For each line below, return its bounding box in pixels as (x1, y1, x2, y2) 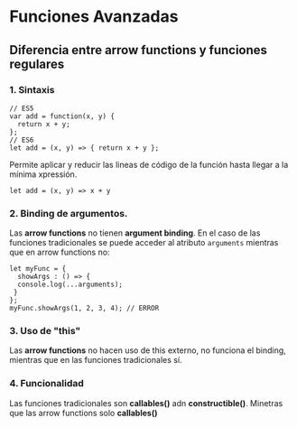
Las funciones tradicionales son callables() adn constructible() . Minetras (9, 397, 283, 408)
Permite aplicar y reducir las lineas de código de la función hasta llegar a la (9, 159, 289, 170)
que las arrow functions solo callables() (9, 407, 158, 418)
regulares (9, 56, 65, 71)
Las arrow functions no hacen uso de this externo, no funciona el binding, (9, 345, 286, 356)
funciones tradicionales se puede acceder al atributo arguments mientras (9, 237, 279, 248)
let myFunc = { (9, 265, 67, 274)
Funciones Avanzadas (9, 6, 179, 27)
